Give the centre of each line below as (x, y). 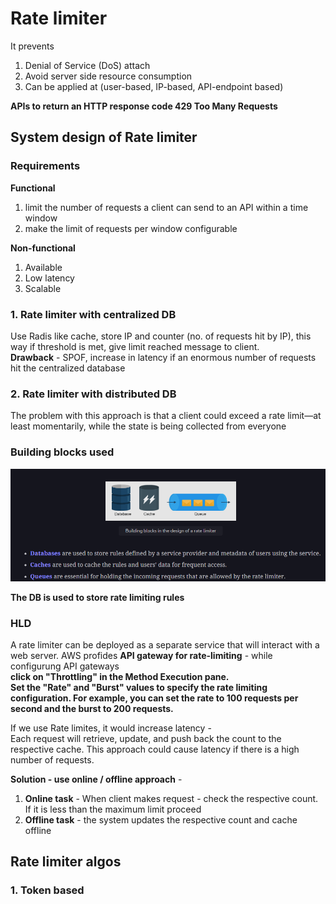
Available (43, 267)
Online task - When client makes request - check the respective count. (171, 798)
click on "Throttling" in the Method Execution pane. (120, 676)
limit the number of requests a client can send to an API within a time (166, 207)
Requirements (45, 166)
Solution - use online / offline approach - (96, 779)
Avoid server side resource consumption (108, 76)
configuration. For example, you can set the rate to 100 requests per (154, 698)
